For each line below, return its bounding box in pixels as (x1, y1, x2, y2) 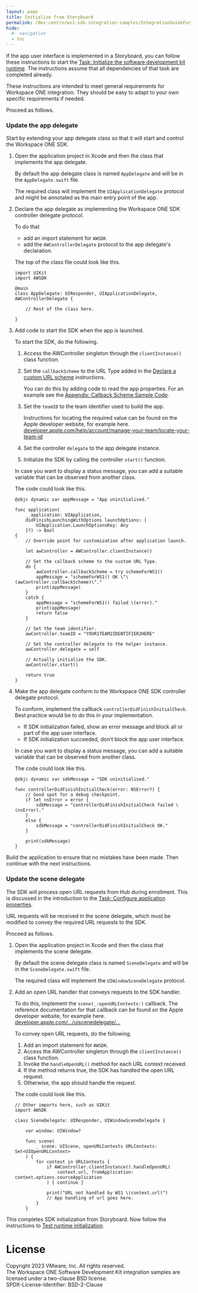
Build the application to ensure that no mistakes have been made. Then (6, 854, 179, 861)
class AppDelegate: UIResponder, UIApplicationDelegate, (14, 290, 158, 297)
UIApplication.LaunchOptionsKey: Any (36, 523, 128, 528)
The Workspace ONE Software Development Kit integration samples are (6, 1268, 181, 1275)
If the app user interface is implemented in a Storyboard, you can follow (6, 53, 180, 59)
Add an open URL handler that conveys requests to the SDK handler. (14, 988, 181, 995)
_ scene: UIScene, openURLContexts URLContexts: (36, 1143, 158, 1149)
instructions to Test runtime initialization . (6, 1222, 105, 1229)
